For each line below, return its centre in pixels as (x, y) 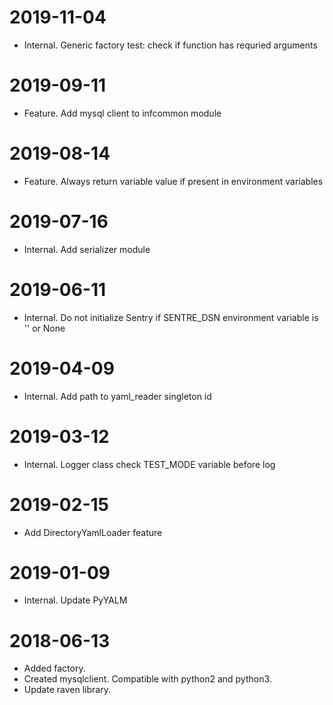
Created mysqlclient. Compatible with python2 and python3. (147, 679)
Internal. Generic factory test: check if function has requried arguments (170, 45)
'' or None (44, 328)
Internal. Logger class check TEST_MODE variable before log (149, 464)
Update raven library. (67, 690)
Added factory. (54, 668)
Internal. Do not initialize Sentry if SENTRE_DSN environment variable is (171, 317)
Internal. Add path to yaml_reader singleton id (117, 396)
